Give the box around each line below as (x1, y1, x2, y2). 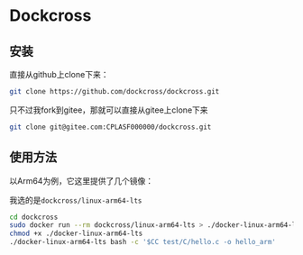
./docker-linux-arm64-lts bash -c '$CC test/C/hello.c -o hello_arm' (9, 238, 277, 247)
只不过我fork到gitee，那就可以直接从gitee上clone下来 (9, 105, 209, 115)
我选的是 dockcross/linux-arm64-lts (9, 195, 142, 205)
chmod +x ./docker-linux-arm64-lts (9, 229, 143, 239)
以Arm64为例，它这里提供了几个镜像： (9, 175, 154, 186)
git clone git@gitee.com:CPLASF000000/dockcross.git (9, 123, 212, 132)
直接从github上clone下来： (9, 69, 109, 79)
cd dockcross (9, 213, 59, 222)
